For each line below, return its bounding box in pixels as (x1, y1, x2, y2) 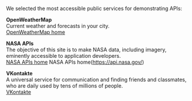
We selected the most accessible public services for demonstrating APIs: (6, 5, 183, 12)
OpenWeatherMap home (6, 29, 66, 36)
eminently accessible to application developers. (6, 53, 121, 59)
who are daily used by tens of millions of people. (6, 82, 123, 89)
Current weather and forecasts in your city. (6, 23, 110, 29)
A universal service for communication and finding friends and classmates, (6, 76, 187, 83)
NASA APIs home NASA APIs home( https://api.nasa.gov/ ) (6, 58, 145, 65)
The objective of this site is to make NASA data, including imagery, (6, 46, 167, 53)
